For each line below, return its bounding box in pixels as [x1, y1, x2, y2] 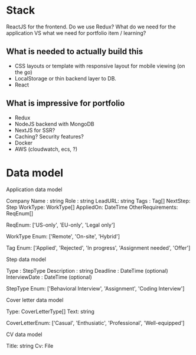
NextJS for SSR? [14, 127, 55, 134]
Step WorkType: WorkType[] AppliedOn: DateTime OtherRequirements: [6, 204, 178, 211]
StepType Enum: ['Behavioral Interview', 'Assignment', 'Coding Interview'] [6, 285, 185, 292]
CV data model [6, 331, 43, 338]
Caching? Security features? [14, 133, 84, 140]
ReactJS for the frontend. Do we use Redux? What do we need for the [6, 23, 176, 30]
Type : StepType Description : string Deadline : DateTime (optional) [6, 267, 168, 274]
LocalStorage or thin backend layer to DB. [14, 75, 117, 82]
